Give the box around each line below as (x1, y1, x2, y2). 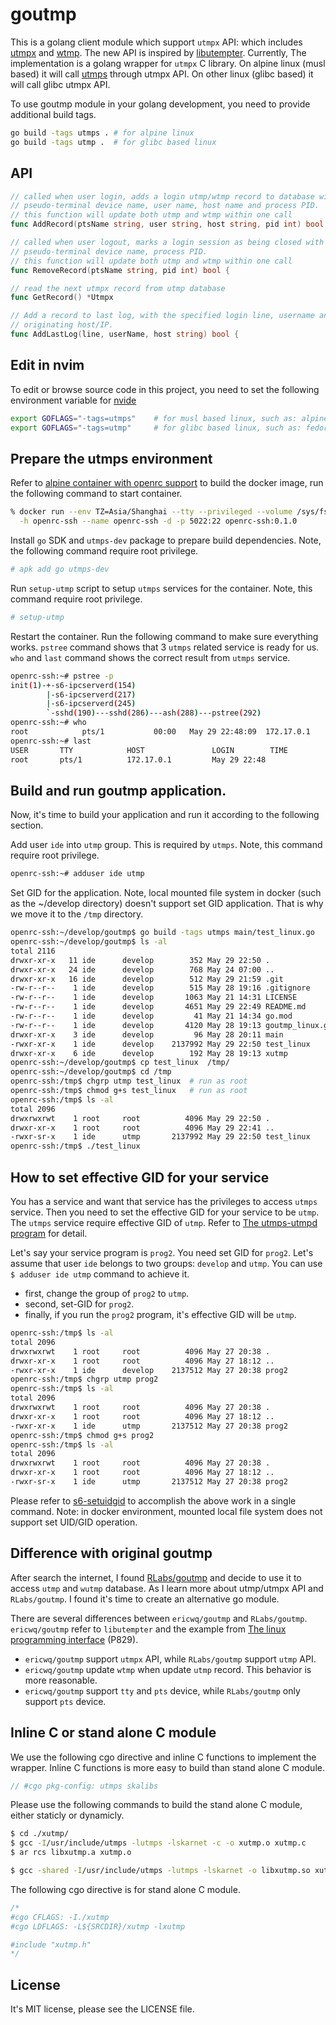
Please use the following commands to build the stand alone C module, (10, 1799, 303, 1811)
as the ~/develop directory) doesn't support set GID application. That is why (10, 898, 324, 910)
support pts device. (24, 1695, 107, 1707)
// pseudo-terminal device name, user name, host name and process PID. (10, 201, 320, 211)
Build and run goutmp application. (10, 782, 227, 799)
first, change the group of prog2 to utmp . (24, 1288, 190, 1299)
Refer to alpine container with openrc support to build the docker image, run (10, 477, 324, 489)
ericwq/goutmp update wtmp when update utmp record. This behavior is (24, 1663, 312, 1675)
